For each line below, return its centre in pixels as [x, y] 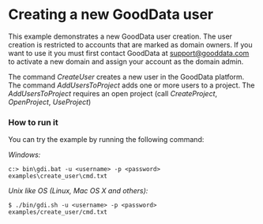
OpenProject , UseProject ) [50, 102]
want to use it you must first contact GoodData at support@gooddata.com [129, 53]
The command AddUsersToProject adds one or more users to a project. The [131, 85]
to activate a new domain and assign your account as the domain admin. [126, 62]
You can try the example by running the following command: [106, 140]
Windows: [24, 155]
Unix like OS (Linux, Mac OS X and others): [78, 191]
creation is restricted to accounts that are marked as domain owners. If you [130, 44]
